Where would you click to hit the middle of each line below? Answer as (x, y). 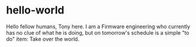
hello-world (35, 10)
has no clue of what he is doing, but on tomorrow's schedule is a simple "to (98, 32)
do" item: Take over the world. (43, 39)
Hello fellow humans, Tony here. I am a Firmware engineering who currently (98, 26)
